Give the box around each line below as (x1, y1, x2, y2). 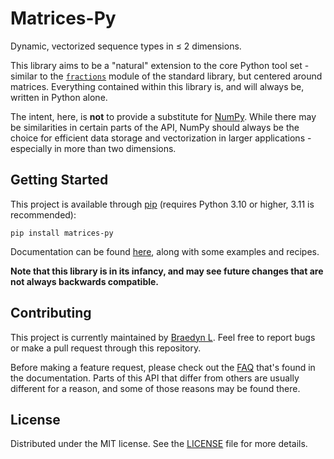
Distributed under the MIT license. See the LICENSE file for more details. (10, 438, 308, 450)
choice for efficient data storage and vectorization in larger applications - (10, 132, 312, 144)
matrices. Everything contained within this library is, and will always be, (10, 80, 305, 92)
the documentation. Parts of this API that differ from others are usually (10, 372, 300, 384)
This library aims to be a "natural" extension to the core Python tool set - (10, 59, 310, 71)
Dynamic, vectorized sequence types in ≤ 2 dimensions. (10, 40, 242, 52)
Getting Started (10, 172, 109, 189)
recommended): (10, 208, 77, 221)
